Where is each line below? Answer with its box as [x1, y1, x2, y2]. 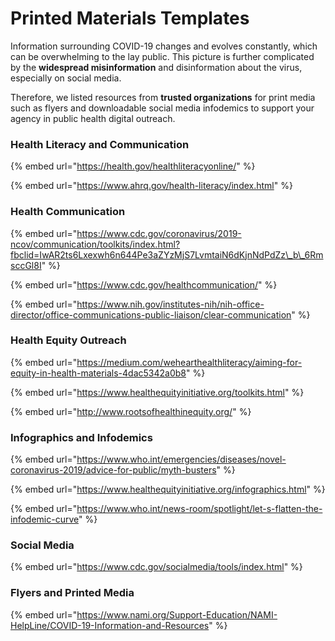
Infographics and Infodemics [10, 430, 153, 444]
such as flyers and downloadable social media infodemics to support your [10, 102, 315, 114]
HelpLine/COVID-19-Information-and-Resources [10, 619, 210, 631]
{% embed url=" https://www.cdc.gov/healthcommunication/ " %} [10, 278, 278, 291]
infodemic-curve [10, 513, 79, 526]
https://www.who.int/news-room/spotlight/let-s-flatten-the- [76, 503, 323, 515]
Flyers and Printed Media [10, 586, 135, 600]
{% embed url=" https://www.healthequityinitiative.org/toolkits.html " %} [10, 386, 305, 398]
